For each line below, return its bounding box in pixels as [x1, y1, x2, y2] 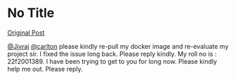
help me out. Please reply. [7, 64, 83, 73]
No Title [7, 5, 55, 21]
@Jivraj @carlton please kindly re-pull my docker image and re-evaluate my [7, 42, 229, 50]
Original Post [7, 28, 45, 37]
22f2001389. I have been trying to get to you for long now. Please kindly [7, 57, 218, 65]
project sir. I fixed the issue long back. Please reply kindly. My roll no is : [7, 50, 217, 58]
